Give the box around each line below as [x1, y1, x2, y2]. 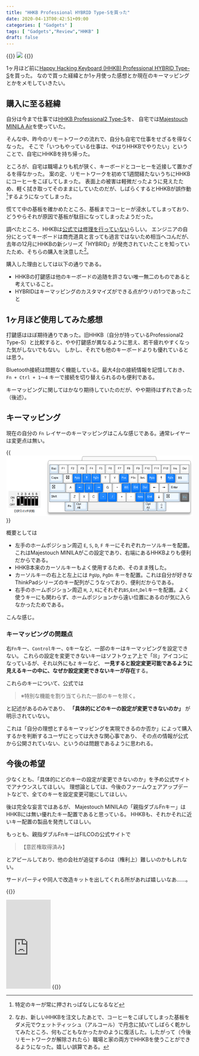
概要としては [6, 529, 37, 537]
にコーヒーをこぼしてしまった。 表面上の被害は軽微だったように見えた [6, 177, 179, 185]
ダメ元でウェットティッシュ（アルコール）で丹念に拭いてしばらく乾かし [14, 1021, 191, 1028]
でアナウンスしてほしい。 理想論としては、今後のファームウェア [6, 783, 163, 790]
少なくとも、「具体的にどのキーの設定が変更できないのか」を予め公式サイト [6, 775, 191, 783]
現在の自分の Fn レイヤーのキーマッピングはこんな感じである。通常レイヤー [6, 429, 191, 436]
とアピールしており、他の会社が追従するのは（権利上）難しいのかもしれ [6, 855, 182, 863]
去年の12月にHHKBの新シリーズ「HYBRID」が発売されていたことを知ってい [6, 240, 190, 248]
